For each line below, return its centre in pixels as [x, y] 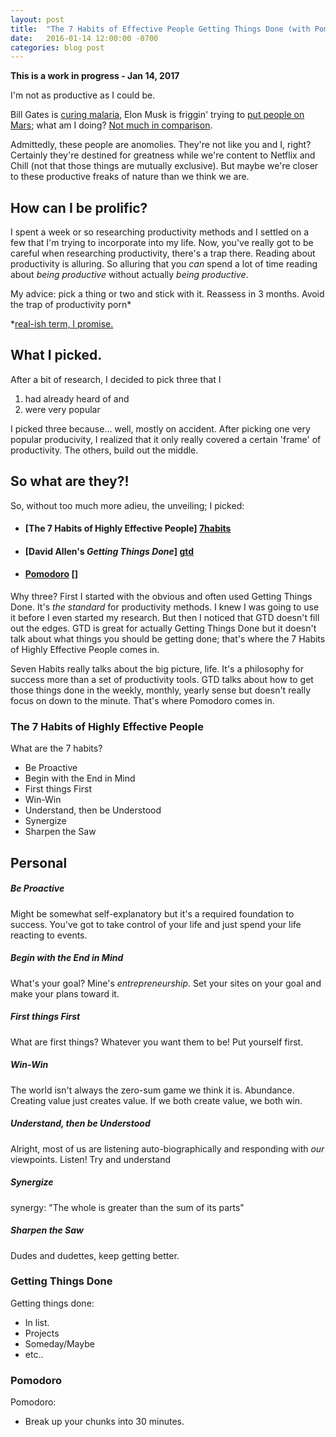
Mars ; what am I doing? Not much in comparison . [111, 125]
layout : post [37, 19]
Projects [42, 1333]
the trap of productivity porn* [71, 305]
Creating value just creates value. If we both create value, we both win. [156, 1100]
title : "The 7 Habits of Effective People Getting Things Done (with [160, 29]
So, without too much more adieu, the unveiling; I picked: [127, 505]
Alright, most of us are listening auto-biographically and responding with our [167, 1148]
